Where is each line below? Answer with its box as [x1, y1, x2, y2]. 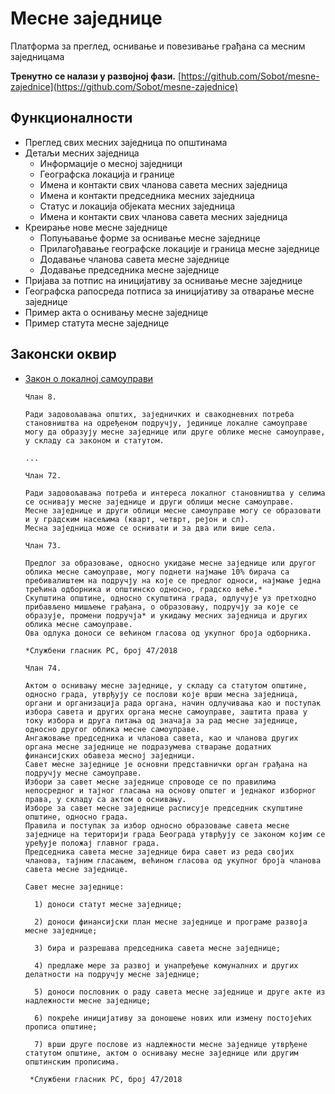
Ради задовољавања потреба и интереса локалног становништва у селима [24, 488, 326, 498]
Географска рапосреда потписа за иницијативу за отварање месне [24, 285, 315, 297]
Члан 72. [24, 470, 62, 481]
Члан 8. [24, 392, 57, 402]
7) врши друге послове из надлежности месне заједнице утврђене [34, 1039, 308, 1049]
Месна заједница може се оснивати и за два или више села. [24, 523, 277, 533]
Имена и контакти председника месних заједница [39, 189, 255, 201]
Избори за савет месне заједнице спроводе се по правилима [24, 777, 277, 787]
